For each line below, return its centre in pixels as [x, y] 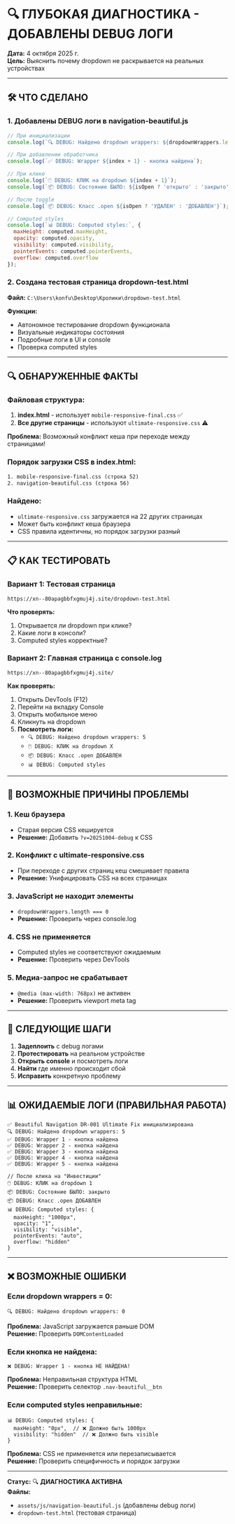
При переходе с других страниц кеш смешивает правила [103, 871]
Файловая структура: [46, 400]
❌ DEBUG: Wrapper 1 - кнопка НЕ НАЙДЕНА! [69, 1366]
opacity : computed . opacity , [55, 238]
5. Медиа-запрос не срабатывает [67, 978]
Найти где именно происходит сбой [71, 1068]
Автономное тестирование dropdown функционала [94, 324]
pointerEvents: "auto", [48, 1236]
